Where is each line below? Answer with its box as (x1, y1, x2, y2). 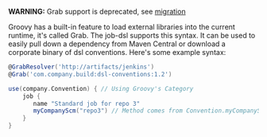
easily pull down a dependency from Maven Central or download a (8, 39, 226, 49)
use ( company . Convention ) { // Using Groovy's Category (8, 84, 194, 92)
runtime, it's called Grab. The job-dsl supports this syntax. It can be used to (8, 31, 256, 40)
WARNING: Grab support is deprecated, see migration (8, 7, 186, 16)
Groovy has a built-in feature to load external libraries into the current (8, 22, 236, 31)
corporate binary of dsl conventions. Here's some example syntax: (8, 48, 226, 57)
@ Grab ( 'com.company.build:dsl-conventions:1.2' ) (8, 70, 172, 78)
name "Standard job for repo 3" (33, 100, 141, 108)
